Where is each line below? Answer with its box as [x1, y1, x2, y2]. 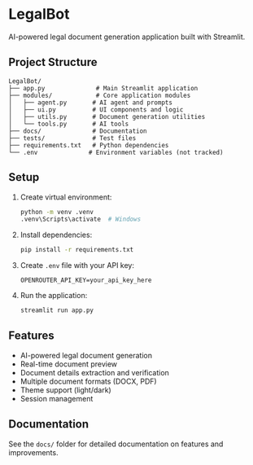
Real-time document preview [20, 359, 118, 369]
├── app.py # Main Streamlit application [8, 84, 198, 92]
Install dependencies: [20, 230, 93, 240]
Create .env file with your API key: [20, 261, 134, 270]
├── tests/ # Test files [8, 134, 137, 143]
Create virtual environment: [20, 192, 112, 202]
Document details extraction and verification [20, 367, 169, 377]
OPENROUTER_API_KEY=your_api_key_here [20, 276, 152, 285]
